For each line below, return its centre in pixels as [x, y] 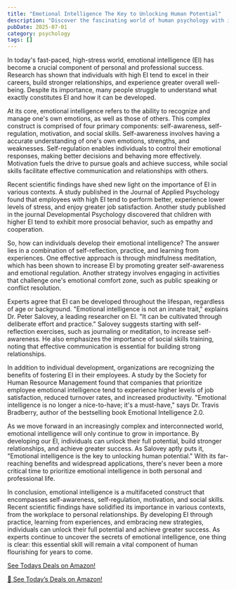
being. [17, 90]
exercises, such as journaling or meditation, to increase [116, 332]
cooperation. [26, 230]
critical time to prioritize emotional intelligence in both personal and [105, 471]
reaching [20, 464]
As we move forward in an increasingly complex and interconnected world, [116, 426]
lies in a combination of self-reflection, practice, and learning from [103, 251]
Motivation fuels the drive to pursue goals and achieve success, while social [118, 163]
